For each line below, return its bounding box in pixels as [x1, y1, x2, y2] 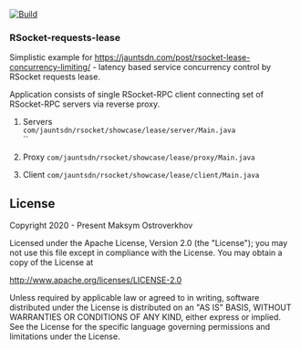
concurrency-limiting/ [9, 62, 91, 73]
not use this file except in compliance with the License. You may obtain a [9, 247, 283, 259]
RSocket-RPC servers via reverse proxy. [9, 98, 161, 109]
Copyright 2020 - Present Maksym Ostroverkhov [9, 220, 193, 231]
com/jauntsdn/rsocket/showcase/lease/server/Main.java [22, 126, 236, 136]
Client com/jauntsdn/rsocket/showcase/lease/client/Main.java [22, 169, 260, 180]
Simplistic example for [9, 52, 93, 63]
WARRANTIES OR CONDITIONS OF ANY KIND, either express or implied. [9, 312, 281, 323]
